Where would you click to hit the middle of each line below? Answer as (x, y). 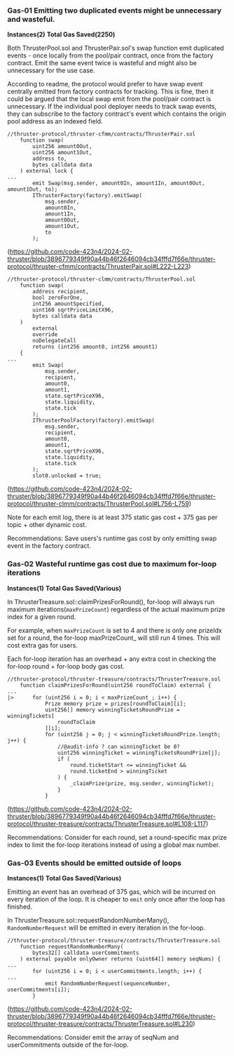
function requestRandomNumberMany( (72, 947)
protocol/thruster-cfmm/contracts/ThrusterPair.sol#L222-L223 (98, 267)
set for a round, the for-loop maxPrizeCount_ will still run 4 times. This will (114, 638)
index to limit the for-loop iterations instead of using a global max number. (114, 845)
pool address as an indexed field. (55, 121)
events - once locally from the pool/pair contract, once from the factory (110, 55)
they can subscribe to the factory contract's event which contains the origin (117, 114)
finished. (20, 907)
